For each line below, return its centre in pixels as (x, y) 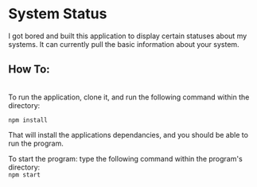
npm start (25, 175)
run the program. (36, 143)
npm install (28, 120)
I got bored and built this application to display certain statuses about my (128, 36)
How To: (29, 70)
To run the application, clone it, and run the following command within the (129, 97)
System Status (58, 14)
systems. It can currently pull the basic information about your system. (124, 44)
